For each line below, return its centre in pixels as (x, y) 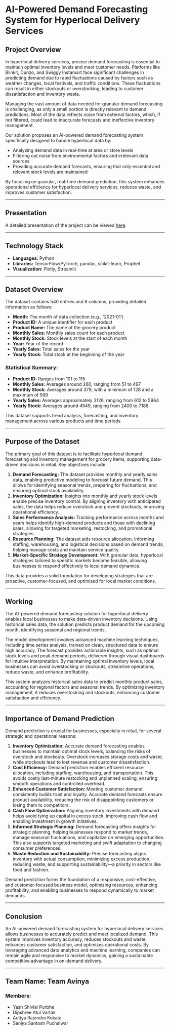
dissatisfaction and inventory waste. (43, 94)
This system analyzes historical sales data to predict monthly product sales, (84, 682)
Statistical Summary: (32, 368)
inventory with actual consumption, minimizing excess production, (81, 859)
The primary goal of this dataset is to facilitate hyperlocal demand (74, 454)
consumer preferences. (37, 848)
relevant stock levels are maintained (50, 172)
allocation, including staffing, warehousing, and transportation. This (83, 773)
